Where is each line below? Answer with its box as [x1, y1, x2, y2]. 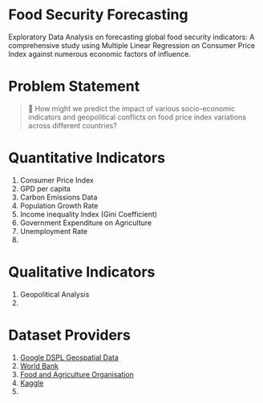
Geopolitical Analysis [19, 289, 90, 299]
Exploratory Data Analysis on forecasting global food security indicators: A [8, 32, 255, 42]
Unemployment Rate [19, 226, 88, 236]
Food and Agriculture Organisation [19, 369, 135, 379]
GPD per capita [19, 183, 71, 193]
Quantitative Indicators [8, 149, 166, 167]
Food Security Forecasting [8, 6, 188, 24]
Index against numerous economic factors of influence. [8, 49, 191, 58]
